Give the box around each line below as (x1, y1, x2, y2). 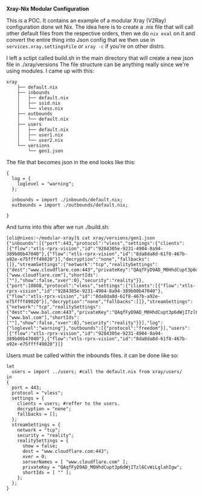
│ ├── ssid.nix (17, 100, 61, 106)
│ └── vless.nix (17, 105, 63, 112)
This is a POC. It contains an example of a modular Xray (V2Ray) (6, 17, 167, 24)
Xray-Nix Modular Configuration (6, 5, 89, 12)
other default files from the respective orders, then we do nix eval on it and (6, 30, 195, 37)
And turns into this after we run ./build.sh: (6, 224, 110, 230)
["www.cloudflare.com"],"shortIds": (6, 272, 98, 278)
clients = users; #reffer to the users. (17, 401, 120, 407)
